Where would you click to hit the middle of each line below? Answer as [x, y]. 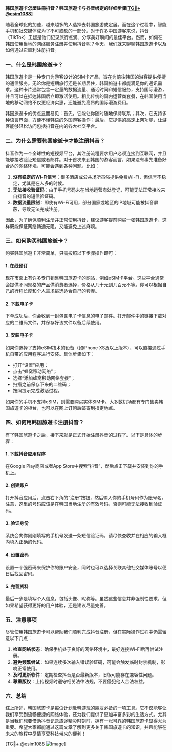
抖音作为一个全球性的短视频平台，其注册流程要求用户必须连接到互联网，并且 [86, 153]
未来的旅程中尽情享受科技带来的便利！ [46, 734]
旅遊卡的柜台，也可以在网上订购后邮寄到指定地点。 [63, 408]
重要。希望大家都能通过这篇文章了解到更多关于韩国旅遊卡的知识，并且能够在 [86, 727]
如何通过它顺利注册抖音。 [32, 50]
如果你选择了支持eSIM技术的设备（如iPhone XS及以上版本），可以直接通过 [83, 347]
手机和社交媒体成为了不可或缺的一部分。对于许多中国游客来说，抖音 [77, 31]
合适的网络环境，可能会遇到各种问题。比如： [52, 166]
